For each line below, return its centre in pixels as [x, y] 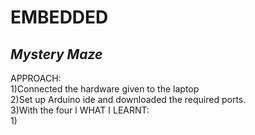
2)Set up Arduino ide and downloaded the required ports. [128, 99]
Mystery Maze [56, 54]
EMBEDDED [59, 17]
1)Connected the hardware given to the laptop [105, 89]
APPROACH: [36, 78]
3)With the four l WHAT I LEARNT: [80, 110]
